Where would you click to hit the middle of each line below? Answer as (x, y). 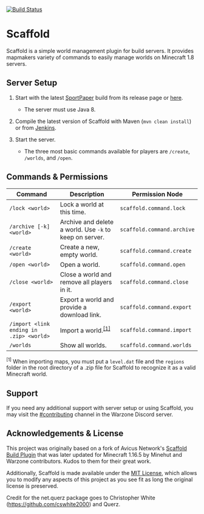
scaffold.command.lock (153, 208)
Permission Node (158, 194)
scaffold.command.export (156, 307)
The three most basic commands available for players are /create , (107, 151)
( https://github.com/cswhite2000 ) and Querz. (63, 504)
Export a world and (87, 300)
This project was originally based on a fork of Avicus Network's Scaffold (97, 448)
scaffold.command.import (156, 330)
